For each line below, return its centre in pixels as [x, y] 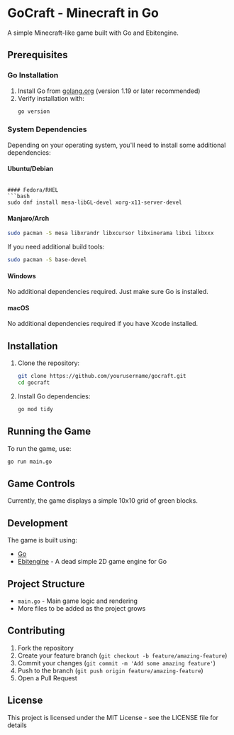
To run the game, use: [39, 448]
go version [34, 111]
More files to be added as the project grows [82, 608]
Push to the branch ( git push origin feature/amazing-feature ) [110, 670]
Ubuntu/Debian [30, 169]
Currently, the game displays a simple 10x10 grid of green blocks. [103, 501]
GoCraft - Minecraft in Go [83, 13]
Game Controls [41, 483]
